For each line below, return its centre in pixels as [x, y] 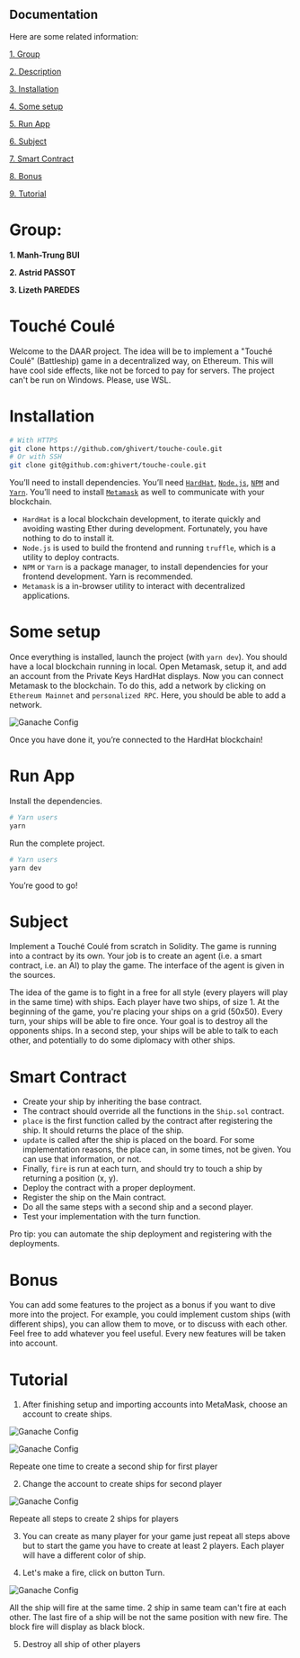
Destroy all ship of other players [81, 1644]
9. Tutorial [28, 194]
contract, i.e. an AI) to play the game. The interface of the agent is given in [147, 965]
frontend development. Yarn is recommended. [107, 576]
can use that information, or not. [82, 1159]
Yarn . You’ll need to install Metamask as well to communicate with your [137, 492]
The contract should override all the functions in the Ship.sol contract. [153, 1111]
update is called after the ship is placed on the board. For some [138, 1140]
